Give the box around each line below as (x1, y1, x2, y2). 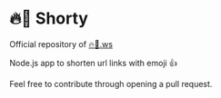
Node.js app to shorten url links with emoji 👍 (9, 57, 177, 68)
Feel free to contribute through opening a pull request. (9, 78, 213, 89)
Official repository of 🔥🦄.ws (9, 38, 114, 49)
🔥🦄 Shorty (9, 8, 89, 29)
